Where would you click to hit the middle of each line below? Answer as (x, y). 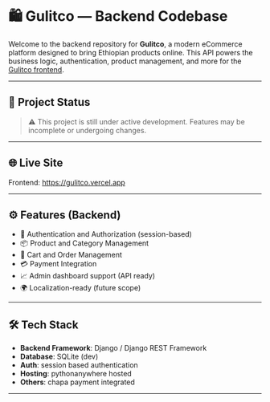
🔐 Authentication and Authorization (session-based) (106, 234)
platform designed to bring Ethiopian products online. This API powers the (131, 52)
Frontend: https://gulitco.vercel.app (67, 182)
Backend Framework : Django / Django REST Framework (113, 348)
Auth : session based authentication (79, 365)
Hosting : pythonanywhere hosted (76, 374)
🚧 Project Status (49, 102)
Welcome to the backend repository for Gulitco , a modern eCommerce (125, 44)
